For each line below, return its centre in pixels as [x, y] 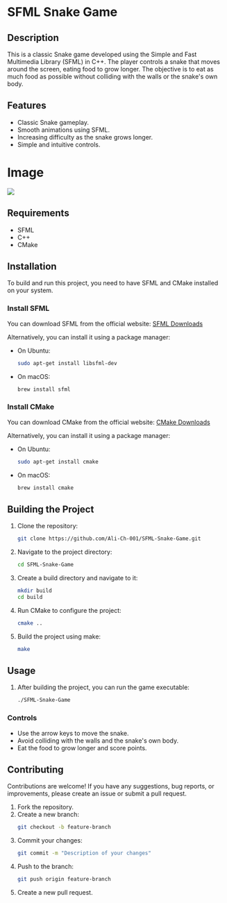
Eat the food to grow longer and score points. [82, 748]
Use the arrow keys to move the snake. [73, 733]
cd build [30, 597]
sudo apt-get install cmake [58, 462]
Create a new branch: [48, 815]
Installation [32, 266]
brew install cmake [45, 488]
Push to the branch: [45, 867]
